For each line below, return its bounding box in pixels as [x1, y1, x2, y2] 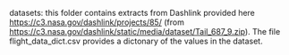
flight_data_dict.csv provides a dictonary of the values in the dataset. [9, 35, 263, 46]
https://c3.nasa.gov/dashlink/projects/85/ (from [9, 17, 185, 27]
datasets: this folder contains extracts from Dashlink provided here [9, 8, 255, 18]
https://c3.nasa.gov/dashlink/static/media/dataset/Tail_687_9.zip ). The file [9, 27, 281, 36]
